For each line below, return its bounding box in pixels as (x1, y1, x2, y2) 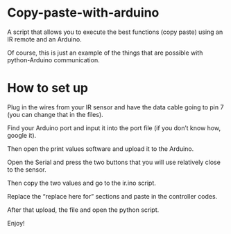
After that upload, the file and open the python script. (7, 206, 160, 214)
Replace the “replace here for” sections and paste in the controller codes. (7, 192, 218, 200)
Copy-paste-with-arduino (7, 5, 160, 21)
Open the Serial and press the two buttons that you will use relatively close (7, 158, 221, 166)
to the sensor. (7, 165, 46, 174)
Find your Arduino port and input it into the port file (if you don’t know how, (7, 123, 221, 132)
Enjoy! (7, 219, 26, 227)
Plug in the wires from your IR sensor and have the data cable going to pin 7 (7, 102, 224, 111)
